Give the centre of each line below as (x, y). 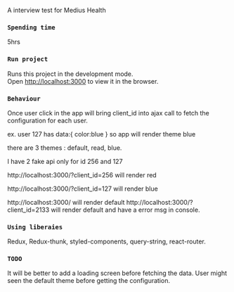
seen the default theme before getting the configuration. (89, 281)
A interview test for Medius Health (57, 10)
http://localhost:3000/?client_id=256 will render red (82, 174)
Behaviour (24, 99)
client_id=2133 (28, 210)
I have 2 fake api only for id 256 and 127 (65, 161)
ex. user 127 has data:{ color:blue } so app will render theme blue (102, 134)
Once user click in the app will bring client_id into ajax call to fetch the (108, 113)
